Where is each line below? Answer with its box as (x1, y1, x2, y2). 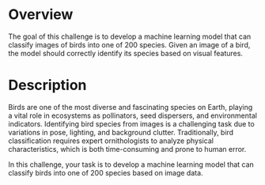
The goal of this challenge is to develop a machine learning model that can (8, 32, 252, 41)
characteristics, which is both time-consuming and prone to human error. (8, 144, 247, 153)
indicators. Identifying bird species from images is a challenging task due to (8, 119, 255, 128)
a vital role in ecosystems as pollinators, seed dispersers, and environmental (8, 111, 257, 120)
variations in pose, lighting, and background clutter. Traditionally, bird (8, 127, 234, 137)
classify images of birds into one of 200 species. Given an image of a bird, (8, 40, 251, 49)
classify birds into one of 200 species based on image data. (8, 168, 203, 177)
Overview (8, 6, 74, 24)
